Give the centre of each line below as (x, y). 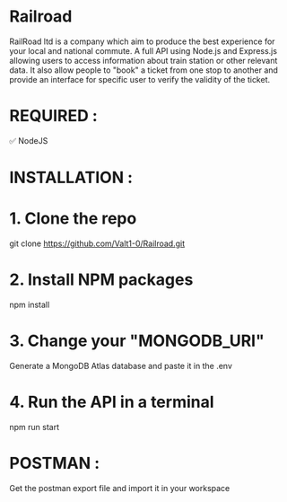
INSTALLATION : (71, 178)
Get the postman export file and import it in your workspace (120, 488)
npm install (30, 304)
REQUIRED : (54, 116)
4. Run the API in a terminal (112, 402)
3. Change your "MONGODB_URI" (137, 341)
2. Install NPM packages (101, 280)
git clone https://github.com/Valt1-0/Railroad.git (97, 243)
